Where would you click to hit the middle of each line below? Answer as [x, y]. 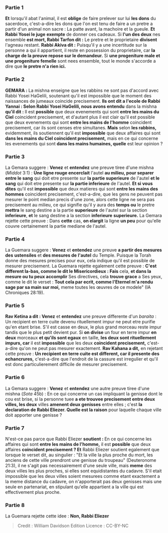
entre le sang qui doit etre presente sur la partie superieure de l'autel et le [82, 178]
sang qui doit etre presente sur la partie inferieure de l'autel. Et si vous [79, 183]
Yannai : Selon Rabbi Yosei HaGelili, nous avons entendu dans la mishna [81, 106]
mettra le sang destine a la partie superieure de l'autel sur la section [76, 210]
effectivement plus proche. [33, 492]
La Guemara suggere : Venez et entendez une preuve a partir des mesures [83, 250]
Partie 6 [15, 378]
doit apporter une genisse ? [34, 415]
